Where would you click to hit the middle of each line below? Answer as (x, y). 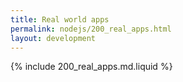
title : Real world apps (60, 19)
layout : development (53, 38)
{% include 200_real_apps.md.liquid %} (91, 67)
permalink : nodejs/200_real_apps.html (91, 29)
